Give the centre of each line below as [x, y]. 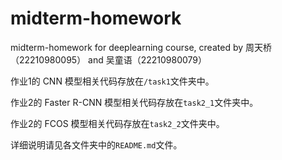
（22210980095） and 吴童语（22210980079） [109, 59]
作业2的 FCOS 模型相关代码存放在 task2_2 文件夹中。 [117, 123]
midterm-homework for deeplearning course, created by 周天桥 [141, 47]
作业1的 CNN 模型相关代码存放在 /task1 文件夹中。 [112, 81]
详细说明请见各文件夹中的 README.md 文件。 [96, 144]
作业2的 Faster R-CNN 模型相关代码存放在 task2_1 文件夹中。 [134, 102]
